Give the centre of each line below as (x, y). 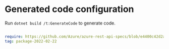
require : (14, 36)
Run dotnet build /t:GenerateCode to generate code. (60, 23)
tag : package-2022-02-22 (31, 41)
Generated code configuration (69, 9)
